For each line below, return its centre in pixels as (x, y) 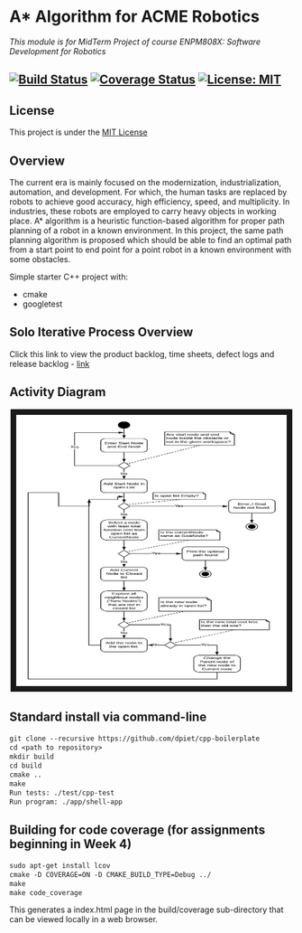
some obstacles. (40, 259)
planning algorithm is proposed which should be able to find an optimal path (151, 240)
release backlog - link (50, 363)
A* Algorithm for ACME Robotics (134, 17)
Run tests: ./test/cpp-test (62, 793)
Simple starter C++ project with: (69, 277)
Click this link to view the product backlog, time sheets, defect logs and (142, 353)
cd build (26, 766)
